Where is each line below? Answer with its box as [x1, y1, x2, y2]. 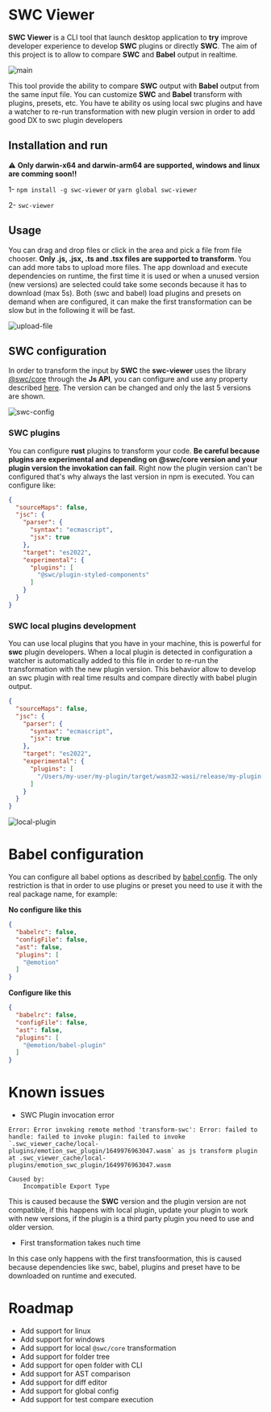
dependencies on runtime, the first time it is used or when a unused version [8, 271, 260, 281]
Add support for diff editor [19, 1377, 108, 1388]
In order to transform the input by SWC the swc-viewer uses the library [8, 366, 247, 375]
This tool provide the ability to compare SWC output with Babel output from [8, 81, 260, 91]
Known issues [8, 1084, 105, 1101]
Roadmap [8, 1300, 74, 1317]
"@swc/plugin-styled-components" [37, 571, 150, 579]
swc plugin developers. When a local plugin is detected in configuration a [8, 647, 252, 657]
